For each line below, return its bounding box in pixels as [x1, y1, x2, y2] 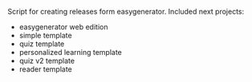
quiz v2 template [18, 56, 75, 65]
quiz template [18, 39, 65, 49]
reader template [18, 64, 73, 74]
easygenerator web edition [18, 22, 108, 31]
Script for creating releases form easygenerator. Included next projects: [7, 7, 245, 16]
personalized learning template [18, 48, 122, 57]
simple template [18, 31, 73, 40]
